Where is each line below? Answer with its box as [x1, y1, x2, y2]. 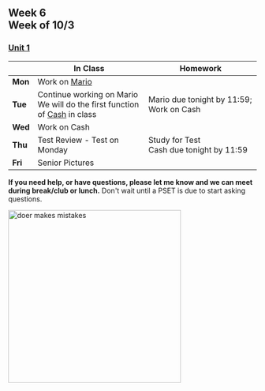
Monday [37, 144, 69, 155]
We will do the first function [37, 99, 140, 110]
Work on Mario [37, 76, 92, 87]
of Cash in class [37, 108, 97, 119]
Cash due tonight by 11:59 [148, 144, 248, 155]
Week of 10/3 [8, 19, 75, 32]
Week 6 [8, 6, 47, 20]
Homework [179, 62, 222, 73]
